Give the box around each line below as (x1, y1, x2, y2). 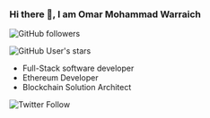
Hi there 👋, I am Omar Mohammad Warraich (9, 8, 202, 21)
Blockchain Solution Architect (22, 82, 132, 93)
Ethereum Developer (22, 72, 99, 83)
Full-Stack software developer (22, 63, 135, 74)
